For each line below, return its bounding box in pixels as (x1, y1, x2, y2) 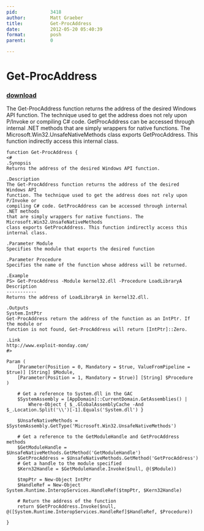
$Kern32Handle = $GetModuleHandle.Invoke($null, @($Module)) (17, 466, 176, 472)
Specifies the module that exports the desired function (6, 246, 155, 252)
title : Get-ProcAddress (6, 20, 92, 26)
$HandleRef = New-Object (17, 482, 81, 488)
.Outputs (6, 305, 29, 311)
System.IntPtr (6, 310, 43, 316)
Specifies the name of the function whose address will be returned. (6, 262, 188, 269)
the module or (6, 321, 43, 327)
